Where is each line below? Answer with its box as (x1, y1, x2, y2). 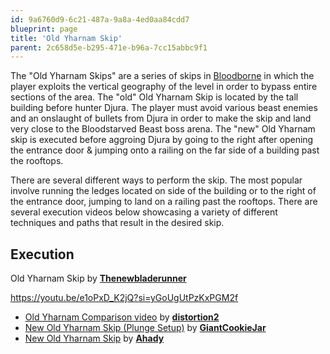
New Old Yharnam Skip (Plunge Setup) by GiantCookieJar (24, 322, 267, 334)
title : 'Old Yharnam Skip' (10, 33, 123, 43)
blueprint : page (10, 24, 78, 34)
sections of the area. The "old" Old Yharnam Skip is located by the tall (10, 91, 299, 103)
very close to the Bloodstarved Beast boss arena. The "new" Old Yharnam (10, 123, 316, 135)
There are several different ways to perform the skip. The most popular (10, 174, 303, 186)
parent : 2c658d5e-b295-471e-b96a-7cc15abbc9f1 (10, 42, 208, 53)
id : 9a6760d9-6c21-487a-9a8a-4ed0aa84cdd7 (10, 14, 190, 25)
